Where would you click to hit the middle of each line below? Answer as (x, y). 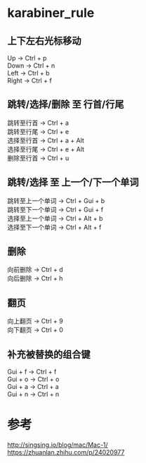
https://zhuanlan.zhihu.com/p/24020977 (66, 452)
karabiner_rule (51, 13)
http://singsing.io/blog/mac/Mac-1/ (58, 445)
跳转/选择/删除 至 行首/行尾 (66, 105)
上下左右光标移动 (44, 41)
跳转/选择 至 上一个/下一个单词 (73, 182)
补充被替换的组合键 (49, 354)
